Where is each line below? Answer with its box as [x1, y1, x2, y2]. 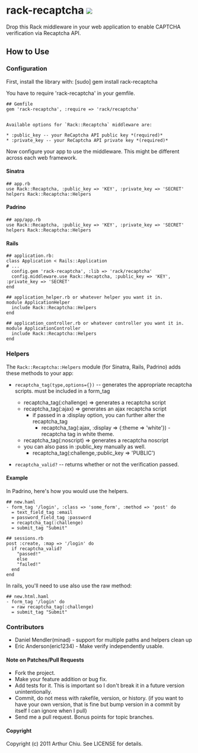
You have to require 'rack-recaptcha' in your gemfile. [6, 90, 135, 97]
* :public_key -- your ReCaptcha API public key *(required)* [6, 132, 163, 138]
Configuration [6, 65, 47, 73]
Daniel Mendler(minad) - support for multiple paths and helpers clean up [14, 636, 193, 644]
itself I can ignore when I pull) [14, 707, 87, 714]
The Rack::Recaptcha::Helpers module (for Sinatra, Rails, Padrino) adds [6, 363, 181, 370]
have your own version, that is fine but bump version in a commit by [14, 701, 181, 708]
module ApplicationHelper [6, 300, 70, 306]
